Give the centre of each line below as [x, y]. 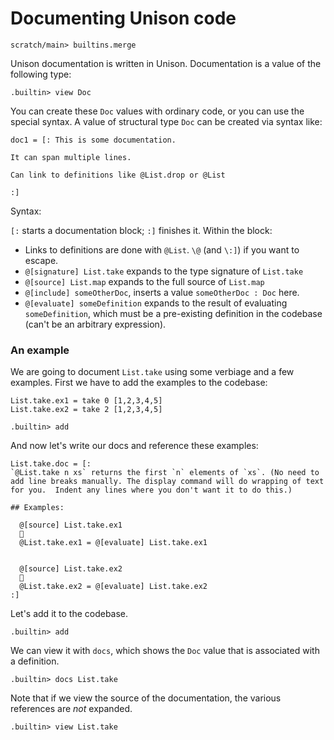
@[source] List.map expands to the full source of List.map [144, 281]
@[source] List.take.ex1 [71, 525]
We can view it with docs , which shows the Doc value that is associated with [165, 651]
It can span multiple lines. [71, 157]
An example [40, 350]
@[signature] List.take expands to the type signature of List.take [164, 271]
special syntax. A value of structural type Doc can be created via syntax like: [166, 121]
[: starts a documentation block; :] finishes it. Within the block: [141, 230]
